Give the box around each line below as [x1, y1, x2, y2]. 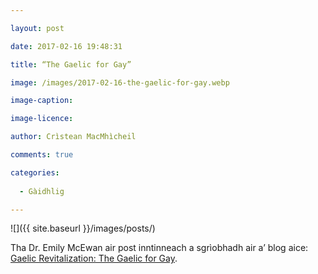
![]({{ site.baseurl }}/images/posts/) [10, 222, 156, 235]
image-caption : [10, 96, 74, 106]
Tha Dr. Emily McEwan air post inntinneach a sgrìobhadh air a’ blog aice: [10, 242, 309, 254]
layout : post [10, 23, 65, 33]
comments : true [10, 150, 74, 160]
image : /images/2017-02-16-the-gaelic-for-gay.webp [10, 77, 230, 88]
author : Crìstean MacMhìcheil [10, 132, 137, 142]
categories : [10, 167, 60, 178]
